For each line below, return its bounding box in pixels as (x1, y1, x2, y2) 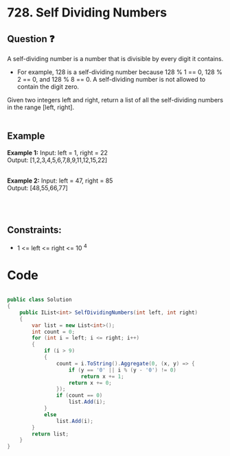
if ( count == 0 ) (56, 392, 103, 399)
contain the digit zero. (16, 82, 80, 91)
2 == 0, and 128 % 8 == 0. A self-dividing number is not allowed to (16, 76, 206, 83)
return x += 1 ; (80, 373, 125, 380)
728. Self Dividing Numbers (7, 5, 167, 21)
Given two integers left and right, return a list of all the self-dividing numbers (7, 96, 224, 104)
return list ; (32, 431, 69, 437)
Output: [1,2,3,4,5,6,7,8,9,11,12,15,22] (7, 156, 108, 164)
